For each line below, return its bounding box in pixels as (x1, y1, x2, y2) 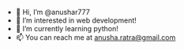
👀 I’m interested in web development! (15, 16, 137, 25)
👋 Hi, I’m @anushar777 (15, 8, 91, 16)
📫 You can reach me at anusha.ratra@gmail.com (15, 33, 176, 42)
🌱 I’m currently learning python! (15, 24, 118, 33)
